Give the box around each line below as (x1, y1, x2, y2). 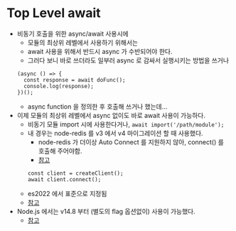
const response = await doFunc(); (23, 76, 126, 83)
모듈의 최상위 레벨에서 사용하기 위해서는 (27, 38, 139, 47)
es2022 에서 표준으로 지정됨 (27, 189, 107, 198)
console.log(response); (23, 82, 94, 90)
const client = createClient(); (27, 169, 124, 177)
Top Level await (6, 5, 101, 21)
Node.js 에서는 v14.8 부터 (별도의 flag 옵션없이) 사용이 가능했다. (16, 207, 196, 215)
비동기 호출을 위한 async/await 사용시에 (16, 29, 129, 38)
